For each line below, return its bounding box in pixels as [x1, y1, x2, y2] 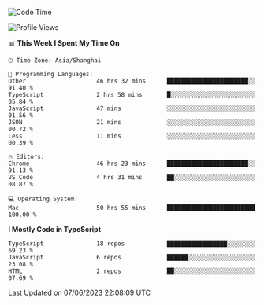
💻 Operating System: [8, 195, 79, 203]
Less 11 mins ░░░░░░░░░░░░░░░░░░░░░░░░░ [8, 132, 256, 140]
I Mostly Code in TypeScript [8, 225, 101, 233]
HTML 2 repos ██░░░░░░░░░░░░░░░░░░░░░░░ [8, 267, 256, 275]
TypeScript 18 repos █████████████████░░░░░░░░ [8, 240, 256, 248]
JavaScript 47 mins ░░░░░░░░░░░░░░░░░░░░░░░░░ [8, 105, 256, 112]
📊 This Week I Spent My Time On [8, 39, 120, 47]
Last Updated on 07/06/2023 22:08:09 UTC [8, 288, 151, 297]
